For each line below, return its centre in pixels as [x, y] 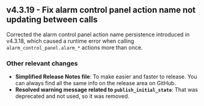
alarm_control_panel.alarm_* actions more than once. [75, 47]
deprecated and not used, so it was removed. [72, 96]
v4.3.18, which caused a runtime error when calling [70, 41]
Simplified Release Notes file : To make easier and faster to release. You [106, 77]
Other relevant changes [42, 63]
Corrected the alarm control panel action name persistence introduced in [98, 34]
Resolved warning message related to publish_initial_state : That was [107, 90]
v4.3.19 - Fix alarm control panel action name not [101, 10]
